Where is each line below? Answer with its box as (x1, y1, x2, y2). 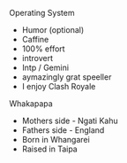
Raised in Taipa (21, 144, 78, 154)
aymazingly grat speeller (21, 72, 112, 82)
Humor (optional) (21, 25, 85, 35)
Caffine (21, 35, 49, 44)
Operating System (9, 8, 75, 18)
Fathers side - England (21, 125, 105, 136)
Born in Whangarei (21, 135, 90, 144)
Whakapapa (9, 98, 53, 109)
